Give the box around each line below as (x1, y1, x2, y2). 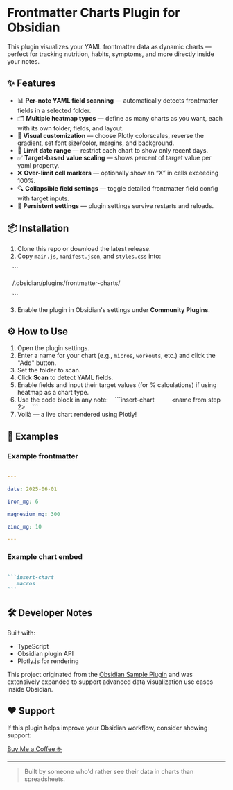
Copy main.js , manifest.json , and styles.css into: (17, 252, 162, 260)
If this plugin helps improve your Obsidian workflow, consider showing (7, 723, 208, 732)
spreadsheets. (24, 775, 66, 783)
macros (16, 581, 36, 587)
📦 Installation (7, 223, 69, 234)
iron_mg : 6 (7, 498, 39, 505)
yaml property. (17, 161, 60, 169)
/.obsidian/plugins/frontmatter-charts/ (12, 279, 121, 287)
